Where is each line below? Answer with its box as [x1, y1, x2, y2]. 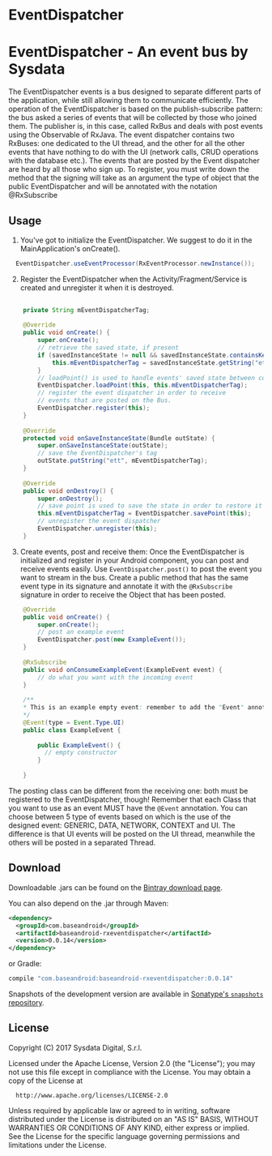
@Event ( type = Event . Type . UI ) [23, 718, 125, 726]
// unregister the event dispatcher [37, 517, 161, 525]
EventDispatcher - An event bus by [8, 43, 249, 62]
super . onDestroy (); [37, 495, 104, 503]
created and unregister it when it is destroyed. [19, 282, 174, 293]
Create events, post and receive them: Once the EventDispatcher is [19, 546, 245, 556]
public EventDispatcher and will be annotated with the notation [8, 182, 218, 191]
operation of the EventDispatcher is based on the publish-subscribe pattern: [8, 104, 263, 114]
